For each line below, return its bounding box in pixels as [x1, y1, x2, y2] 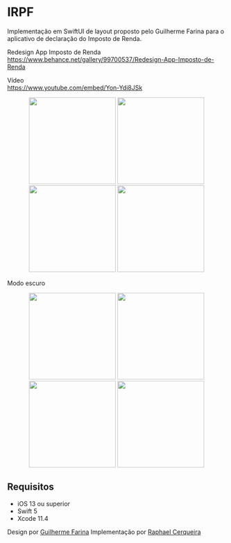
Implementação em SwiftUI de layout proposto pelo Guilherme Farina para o [7, 27, 224, 35]
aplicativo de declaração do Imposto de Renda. [7, 34, 142, 42]
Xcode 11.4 [17, 514, 49, 522]
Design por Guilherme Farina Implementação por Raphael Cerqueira [7, 528, 201, 536]
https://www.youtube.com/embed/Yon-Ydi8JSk [7, 83, 143, 92]
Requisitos [7, 481, 54, 493]
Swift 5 [17, 507, 38, 515]
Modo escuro [7, 279, 46, 287]
